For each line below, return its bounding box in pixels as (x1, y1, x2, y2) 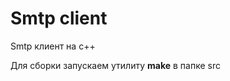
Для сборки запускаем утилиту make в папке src (10, 59, 221, 71)
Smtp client (10, 7, 108, 30)
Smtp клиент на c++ (10, 40, 96, 52)
